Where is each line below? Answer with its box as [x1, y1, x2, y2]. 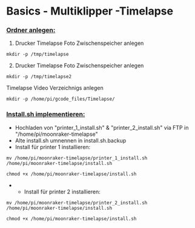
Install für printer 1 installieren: [15, 143, 91, 150]
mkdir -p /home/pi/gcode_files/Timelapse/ [6, 96, 115, 102]
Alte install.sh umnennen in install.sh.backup [15, 136, 127, 144]
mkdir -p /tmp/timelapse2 [6, 74, 71, 80]
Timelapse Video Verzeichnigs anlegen [6, 84, 104, 92]
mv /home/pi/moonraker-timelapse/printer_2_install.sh [6, 199, 148, 206]
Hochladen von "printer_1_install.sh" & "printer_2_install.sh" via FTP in [15, 124, 189, 131]
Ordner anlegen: [6, 26, 56, 35]
